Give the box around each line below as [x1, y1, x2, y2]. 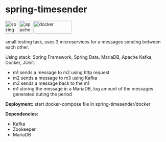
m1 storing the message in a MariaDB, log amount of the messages [12, 85, 154, 91]
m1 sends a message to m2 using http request [12, 69, 110, 75]
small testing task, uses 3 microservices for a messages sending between [5, 38, 161, 44]
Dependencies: [5, 111, 39, 117]
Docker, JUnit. [5, 59, 36, 65]
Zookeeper [12, 126, 36, 132]
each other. [5, 44, 30, 50]
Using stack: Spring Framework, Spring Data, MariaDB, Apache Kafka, [5, 54, 153, 60]
